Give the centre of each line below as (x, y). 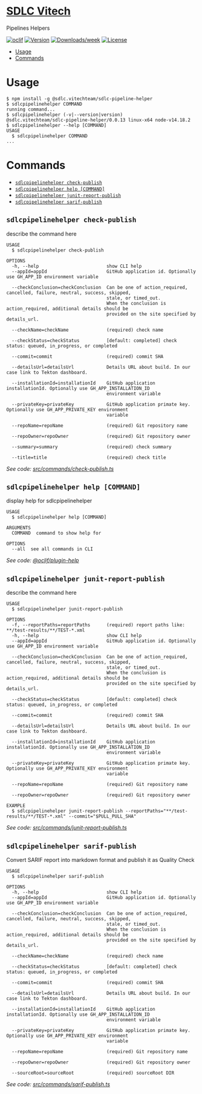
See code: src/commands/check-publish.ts (60, 468)
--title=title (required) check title (89, 457)
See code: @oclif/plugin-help (43, 561)
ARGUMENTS (19, 528)
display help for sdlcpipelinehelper (49, 501)
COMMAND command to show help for (57, 533)
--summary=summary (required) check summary (92, 447)
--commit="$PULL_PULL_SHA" (103, 816)
